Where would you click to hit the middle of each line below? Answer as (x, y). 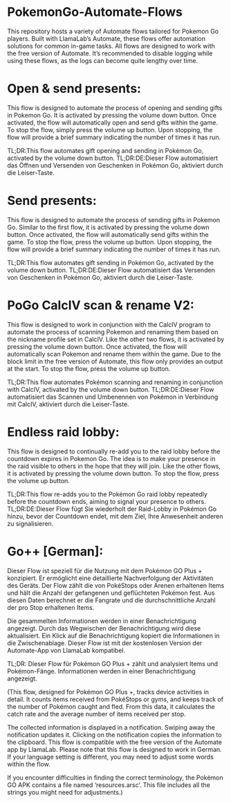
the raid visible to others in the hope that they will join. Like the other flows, (114, 466)
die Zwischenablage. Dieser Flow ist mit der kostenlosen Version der (105, 643)
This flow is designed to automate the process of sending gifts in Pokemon (114, 219)
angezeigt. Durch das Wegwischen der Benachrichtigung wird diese (104, 628)
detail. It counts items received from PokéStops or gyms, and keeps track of (115, 699)
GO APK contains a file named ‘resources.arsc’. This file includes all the (109, 785)
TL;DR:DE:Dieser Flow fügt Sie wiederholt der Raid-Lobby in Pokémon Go (112, 509)
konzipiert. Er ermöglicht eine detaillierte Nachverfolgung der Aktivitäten (110, 578)
